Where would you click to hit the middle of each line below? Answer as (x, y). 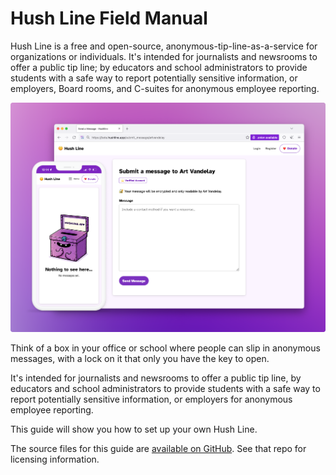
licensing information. (55, 459)
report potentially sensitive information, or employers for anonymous (151, 399)
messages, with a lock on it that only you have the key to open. (140, 358)
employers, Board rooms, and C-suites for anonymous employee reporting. (165, 88)
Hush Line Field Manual (109, 18)
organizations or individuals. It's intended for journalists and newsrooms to (164, 56)
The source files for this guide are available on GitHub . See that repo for (158, 448)
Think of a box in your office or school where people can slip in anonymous (165, 348)
